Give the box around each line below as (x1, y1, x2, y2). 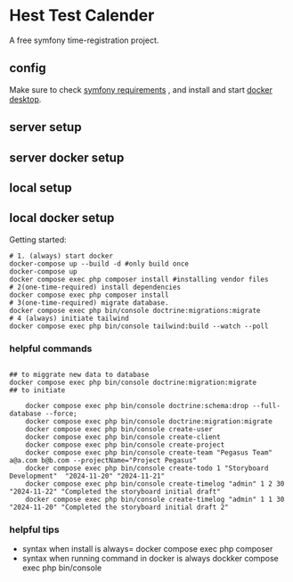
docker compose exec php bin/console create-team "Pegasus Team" (25, 448, 273, 457)
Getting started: (9, 234, 67, 245)
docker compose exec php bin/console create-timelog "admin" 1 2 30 (25, 480, 285, 488)
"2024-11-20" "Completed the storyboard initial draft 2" (9, 503, 229, 512)
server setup (9, 119, 82, 135)
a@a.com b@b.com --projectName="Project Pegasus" (9, 456, 198, 465)
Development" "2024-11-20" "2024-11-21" (9, 471, 166, 481)
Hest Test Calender (9, 5, 155, 26)
